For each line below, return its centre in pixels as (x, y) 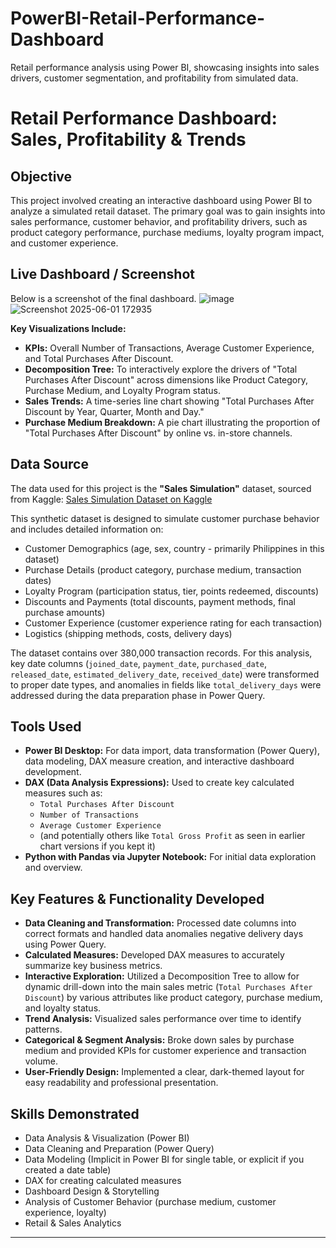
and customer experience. (64, 243)
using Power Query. (65, 944)
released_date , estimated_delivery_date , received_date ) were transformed (165, 674)
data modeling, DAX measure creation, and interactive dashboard (159, 761)
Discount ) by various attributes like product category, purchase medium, (173, 998)
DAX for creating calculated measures (103, 1180)
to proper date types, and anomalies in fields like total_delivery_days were (166, 684)
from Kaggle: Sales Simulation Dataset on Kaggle (111, 499)
